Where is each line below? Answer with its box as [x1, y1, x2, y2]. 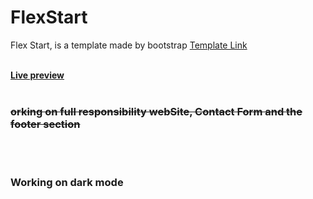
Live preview [10, 69, 65, 81]
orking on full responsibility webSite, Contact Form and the [10, 104, 303, 118]
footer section [10, 117, 81, 131]
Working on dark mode [10, 176, 124, 190]
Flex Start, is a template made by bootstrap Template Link [10, 39, 248, 51]
